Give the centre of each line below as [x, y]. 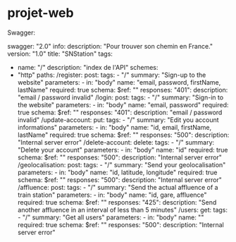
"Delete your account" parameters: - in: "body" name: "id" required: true [123, 150]
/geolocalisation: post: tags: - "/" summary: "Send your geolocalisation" [122, 164]
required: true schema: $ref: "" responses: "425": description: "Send [117, 202]
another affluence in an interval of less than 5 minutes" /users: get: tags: [122, 210]
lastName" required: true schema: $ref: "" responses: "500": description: [123, 135]
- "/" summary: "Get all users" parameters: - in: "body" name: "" [111, 217]
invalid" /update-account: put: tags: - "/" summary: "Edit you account [118, 120]
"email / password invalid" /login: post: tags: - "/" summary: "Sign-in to [120, 97]
